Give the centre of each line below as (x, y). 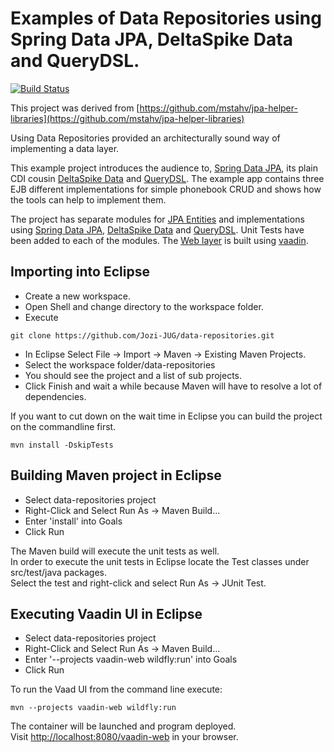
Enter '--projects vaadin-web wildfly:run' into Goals (131, 659)
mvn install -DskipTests (62, 445)
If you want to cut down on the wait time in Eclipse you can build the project (166, 416)
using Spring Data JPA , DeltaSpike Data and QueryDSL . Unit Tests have (157, 229)
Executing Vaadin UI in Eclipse (106, 613)
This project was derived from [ (75, 108)
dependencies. (55, 396)
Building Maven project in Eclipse (116, 475)
